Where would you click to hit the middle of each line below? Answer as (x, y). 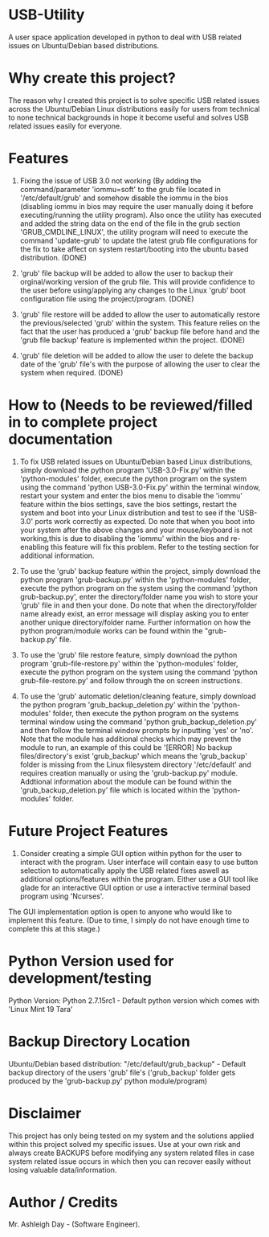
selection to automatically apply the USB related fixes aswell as (124, 870)
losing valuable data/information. (63, 1169)
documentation (61, 439)
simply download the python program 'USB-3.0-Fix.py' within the (128, 470)
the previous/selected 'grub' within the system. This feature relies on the (140, 322)
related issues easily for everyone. (65, 125)
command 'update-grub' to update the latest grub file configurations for (139, 240)
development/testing (80, 978)
